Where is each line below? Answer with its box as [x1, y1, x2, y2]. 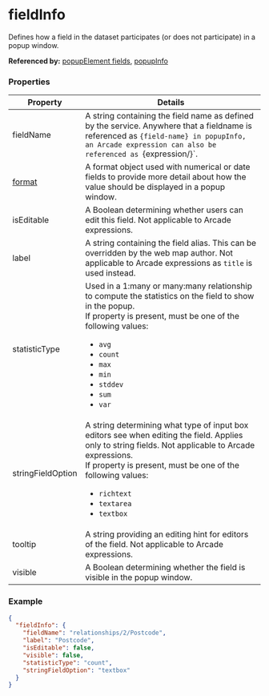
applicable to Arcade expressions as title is [85, 258, 253, 269]
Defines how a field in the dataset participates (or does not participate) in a [8, 32, 256, 42]
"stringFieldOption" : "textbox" [22, 666, 130, 674]
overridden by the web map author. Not [85, 247, 234, 259]
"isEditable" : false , [22, 644, 94, 652]
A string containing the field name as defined [85, 111, 255, 122]
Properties [8, 76, 50, 87]
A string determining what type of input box [85, 420, 249, 431]
